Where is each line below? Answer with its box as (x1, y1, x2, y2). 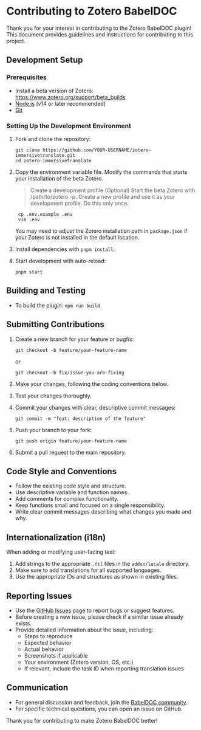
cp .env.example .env (18, 211, 73, 217)
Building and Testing (6, 286, 86, 296)
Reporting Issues (6, 591, 72, 601)
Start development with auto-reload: (15, 257, 106, 264)
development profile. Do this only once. (30, 199, 129, 207)
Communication (6, 683, 69, 693)
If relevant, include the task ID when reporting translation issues (24, 664, 184, 672)
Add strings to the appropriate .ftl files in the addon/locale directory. (15, 560, 190, 568)
